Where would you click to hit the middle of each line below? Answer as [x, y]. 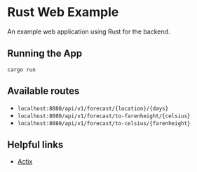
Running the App [45, 53]
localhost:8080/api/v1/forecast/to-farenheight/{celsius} [104, 116]
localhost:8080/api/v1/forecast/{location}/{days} [93, 108]
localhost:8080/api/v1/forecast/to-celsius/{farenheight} [104, 123]
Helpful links [35, 144]
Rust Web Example [63, 12]
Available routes [43, 91]
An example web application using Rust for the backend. [89, 31]
